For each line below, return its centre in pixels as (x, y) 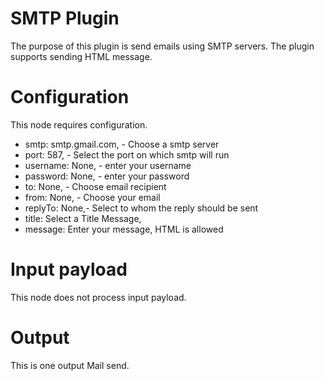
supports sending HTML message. (81, 56)
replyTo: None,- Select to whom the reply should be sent (141, 208)
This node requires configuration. (79, 124)
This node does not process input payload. (98, 297)
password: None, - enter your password (107, 176)
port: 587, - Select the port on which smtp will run (127, 154)
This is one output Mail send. (70, 365)
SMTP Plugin (65, 18)
